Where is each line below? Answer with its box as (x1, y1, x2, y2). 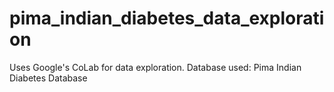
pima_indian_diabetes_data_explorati (9, 7, 325, 30)
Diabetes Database (9, 72, 88, 84)
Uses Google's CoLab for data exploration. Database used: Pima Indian (9, 61, 302, 73)
